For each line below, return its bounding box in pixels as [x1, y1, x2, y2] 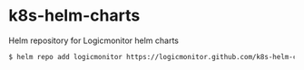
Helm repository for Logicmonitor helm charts [8, 35, 179, 46]
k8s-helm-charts [8, 5, 141, 26]
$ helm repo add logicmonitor [8, 52, 123, 61]
